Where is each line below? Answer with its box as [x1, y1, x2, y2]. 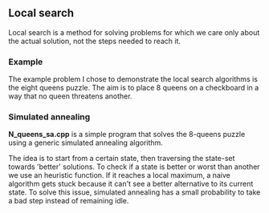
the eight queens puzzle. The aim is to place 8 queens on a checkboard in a [8, 83, 259, 93]
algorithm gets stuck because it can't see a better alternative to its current [8, 179, 254, 189]
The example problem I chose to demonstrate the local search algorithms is [8, 74, 259, 84]
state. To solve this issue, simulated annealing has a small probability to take [8, 187, 261, 197]
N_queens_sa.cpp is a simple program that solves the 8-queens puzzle [8, 130, 246, 139]
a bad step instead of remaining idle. [8, 196, 129, 206]
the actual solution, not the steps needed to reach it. [8, 36, 181, 46]
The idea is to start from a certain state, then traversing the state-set [8, 154, 235, 163]
